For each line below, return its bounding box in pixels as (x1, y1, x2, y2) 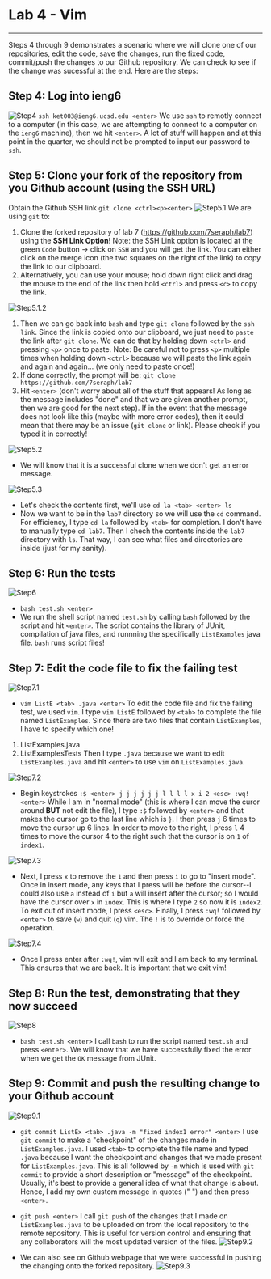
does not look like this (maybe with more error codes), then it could (19, 411, 244, 421)
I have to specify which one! (19, 724, 115, 734)
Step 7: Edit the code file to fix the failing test (8, 661, 238, 675)
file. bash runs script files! (19, 637, 105, 648)
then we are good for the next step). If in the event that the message (19, 403, 248, 413)
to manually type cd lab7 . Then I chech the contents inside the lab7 (19, 526, 245, 536)
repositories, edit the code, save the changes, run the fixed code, (8, 49, 226, 58)
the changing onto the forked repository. (19, 1260, 155, 1271)
